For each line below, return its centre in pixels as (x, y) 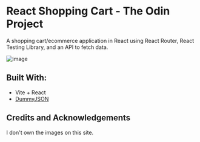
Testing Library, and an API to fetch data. (57, 47)
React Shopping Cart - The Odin (88, 11)
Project (25, 24)
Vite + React (31, 92)
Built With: (27, 78)
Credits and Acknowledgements (68, 118)
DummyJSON (32, 98)
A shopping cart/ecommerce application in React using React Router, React (100, 40)
